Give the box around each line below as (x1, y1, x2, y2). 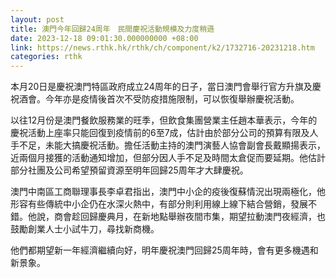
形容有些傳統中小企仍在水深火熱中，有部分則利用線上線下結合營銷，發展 (10, 198, 308, 210)
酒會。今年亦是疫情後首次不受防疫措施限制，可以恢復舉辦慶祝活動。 (18, 93, 300, 105)
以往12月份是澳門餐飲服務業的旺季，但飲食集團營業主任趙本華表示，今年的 (10, 114, 318, 126)
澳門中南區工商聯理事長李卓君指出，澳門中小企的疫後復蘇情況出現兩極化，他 (10, 186, 326, 198)
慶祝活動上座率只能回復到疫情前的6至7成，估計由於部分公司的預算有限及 (10, 127, 310, 139)
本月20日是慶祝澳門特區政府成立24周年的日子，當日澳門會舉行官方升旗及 (10, 81, 313, 93)
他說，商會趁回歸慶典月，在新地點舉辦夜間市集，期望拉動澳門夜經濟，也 (27, 211, 326, 223)
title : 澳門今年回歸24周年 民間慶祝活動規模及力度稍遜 (10, 24, 215, 34)
